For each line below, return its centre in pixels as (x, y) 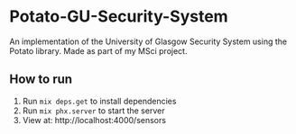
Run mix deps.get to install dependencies (99, 101)
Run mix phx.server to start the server (93, 111)
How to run (41, 80)
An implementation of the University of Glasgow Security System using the (148, 41)
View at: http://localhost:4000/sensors (94, 120)
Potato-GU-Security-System (119, 17)
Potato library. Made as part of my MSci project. (98, 50)
